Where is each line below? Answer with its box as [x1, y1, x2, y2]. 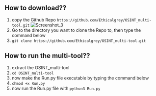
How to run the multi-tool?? [4, 52, 90, 60]
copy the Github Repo [11, 17, 56, 22]
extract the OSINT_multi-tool [11, 64, 70, 70]
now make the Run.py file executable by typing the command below [11, 75, 149, 81]
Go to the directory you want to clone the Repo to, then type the [11, 27, 141, 33]
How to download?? [4, 4, 67, 12]
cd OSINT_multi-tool [11, 71, 54, 76]
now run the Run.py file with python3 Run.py [11, 85, 101, 91]
